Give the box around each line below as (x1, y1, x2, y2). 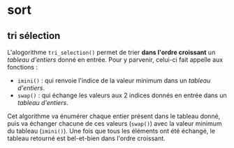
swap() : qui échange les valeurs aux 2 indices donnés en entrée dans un (17, 91, 227, 99)
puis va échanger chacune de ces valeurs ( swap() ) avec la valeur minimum (7, 120, 222, 127)
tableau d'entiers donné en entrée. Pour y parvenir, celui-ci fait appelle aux (7, 56, 224, 64)
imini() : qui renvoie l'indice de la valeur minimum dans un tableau (17, 76, 211, 85)
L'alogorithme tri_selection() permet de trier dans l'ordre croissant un (7, 48, 216, 56)
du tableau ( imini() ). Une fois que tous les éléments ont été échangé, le (7, 127, 215, 135)
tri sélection (7, 30, 61, 42)
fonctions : (7, 63, 38, 71)
